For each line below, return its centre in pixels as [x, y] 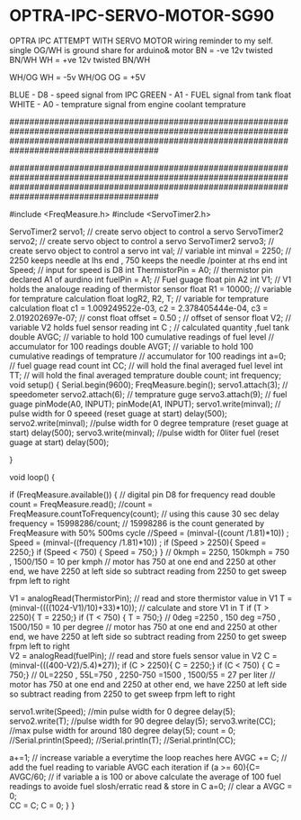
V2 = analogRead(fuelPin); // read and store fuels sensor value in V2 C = [143, 655]
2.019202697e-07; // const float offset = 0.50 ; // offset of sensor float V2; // [150, 317]
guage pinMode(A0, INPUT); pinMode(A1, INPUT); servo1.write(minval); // [145, 404]
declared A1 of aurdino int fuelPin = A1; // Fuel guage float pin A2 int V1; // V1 [150, 279]
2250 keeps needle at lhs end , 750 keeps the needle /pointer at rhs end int [148, 260]
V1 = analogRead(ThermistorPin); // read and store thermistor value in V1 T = [151, 598]
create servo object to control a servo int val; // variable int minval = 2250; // [150, 251]
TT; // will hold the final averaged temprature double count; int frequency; [145, 375]
